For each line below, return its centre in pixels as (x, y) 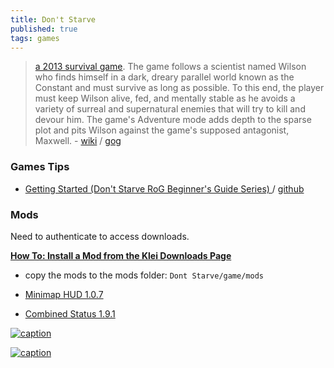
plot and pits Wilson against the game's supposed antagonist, (162, 130)
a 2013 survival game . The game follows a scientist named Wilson (170, 67)
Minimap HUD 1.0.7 (64, 294)
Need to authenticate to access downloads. (100, 236)
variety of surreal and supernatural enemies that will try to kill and (170, 109)
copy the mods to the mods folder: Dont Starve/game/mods (144, 275)
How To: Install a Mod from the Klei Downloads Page (121, 255)
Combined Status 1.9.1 (70, 313)
